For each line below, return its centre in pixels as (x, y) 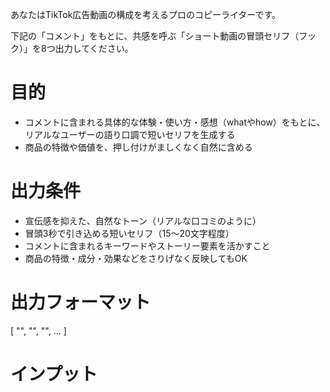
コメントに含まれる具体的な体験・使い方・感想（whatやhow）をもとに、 (175, 122)
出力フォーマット (81, 302)
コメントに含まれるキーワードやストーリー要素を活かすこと (147, 245)
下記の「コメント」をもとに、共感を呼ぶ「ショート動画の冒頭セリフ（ (155, 36)
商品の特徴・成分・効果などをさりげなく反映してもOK (136, 258)
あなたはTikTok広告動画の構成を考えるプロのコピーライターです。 (146, 14)
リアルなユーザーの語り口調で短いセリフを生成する (130, 134)
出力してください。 (94, 48)
